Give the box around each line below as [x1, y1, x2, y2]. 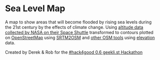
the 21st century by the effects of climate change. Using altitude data [5, 24, 143, 30]
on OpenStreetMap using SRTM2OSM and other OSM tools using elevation [5, 35, 155, 40]
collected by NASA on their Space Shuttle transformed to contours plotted [5, 29, 154, 35]
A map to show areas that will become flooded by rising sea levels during [5, 19, 152, 25]
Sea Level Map [5, 3, 66, 14]
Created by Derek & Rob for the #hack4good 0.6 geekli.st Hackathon [5, 49, 143, 55]
